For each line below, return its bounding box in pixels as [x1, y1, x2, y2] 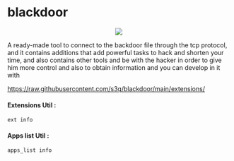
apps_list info [7, 147, 52, 154]
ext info [7, 117, 33, 124]
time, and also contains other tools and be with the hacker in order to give [7, 56, 222, 64]
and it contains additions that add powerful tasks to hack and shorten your [7, 48, 224, 56]
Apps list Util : [7, 131, 49, 140]
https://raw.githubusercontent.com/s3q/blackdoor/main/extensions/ [7, 84, 205, 93]
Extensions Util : [7, 100, 57, 109]
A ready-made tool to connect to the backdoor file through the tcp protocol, [7, 40, 228, 49]
